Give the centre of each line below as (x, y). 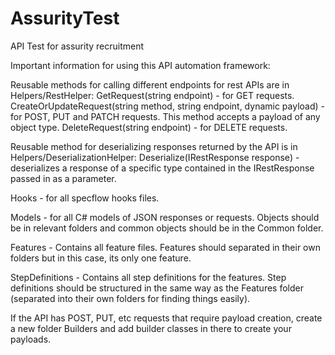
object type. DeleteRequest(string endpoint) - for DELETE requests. (149, 127)
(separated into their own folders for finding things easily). (130, 298)
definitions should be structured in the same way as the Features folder (157, 288)
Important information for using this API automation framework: (140, 65)
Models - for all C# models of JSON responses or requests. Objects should (165, 217)
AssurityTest (65, 18)
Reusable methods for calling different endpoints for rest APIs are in (150, 84)
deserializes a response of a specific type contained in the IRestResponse (162, 168)
